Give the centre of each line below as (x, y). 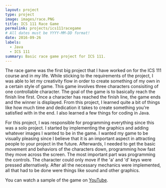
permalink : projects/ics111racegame (43, 28)
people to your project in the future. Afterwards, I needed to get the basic (81, 144)
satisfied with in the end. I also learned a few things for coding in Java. (78, 113)
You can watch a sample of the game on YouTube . (57, 180)
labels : (13, 42)
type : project (20, 14)
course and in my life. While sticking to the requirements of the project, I (79, 76)
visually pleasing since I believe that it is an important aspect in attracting (80, 138)
